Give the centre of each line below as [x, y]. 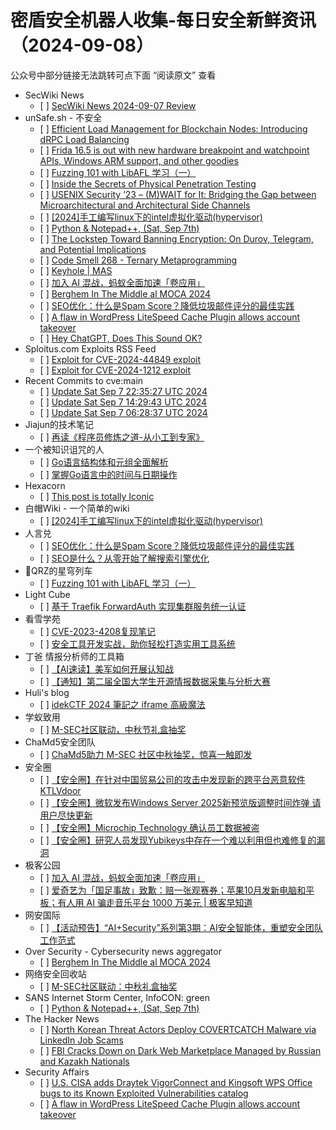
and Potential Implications [93, 249]
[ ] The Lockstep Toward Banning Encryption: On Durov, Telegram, [176, 238]
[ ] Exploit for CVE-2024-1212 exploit [115, 370]
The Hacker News [62, 1018]
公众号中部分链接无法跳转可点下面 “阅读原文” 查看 [113, 75]
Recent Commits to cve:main [84, 380]
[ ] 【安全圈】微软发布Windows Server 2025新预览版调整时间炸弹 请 [180, 802]
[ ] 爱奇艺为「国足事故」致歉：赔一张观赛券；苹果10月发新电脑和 [173, 890]
